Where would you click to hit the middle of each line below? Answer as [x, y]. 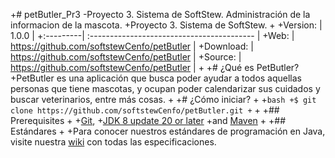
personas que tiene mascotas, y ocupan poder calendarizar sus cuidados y [165, 88]
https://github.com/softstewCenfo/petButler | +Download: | [132, 46]
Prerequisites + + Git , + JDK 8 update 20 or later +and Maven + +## [148, 120]
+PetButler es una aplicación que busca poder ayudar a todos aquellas [156, 78]
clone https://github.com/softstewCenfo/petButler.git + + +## [145, 110]
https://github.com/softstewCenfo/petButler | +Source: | [126, 57]
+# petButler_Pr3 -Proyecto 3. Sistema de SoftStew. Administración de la [160, 14]
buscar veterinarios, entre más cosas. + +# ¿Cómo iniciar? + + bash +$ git [163, 99]
